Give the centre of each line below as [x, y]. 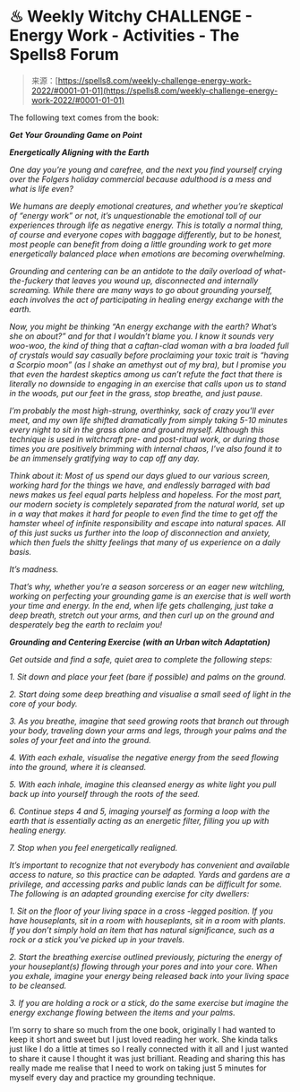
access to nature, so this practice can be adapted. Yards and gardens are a [150, 874]
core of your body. [43, 703]
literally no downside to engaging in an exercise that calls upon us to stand [148, 384]
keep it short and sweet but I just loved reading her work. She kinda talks [144, 1039]
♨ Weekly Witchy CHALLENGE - [131, 17]
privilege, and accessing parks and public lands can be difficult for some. [146, 884]
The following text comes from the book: [84, 117]
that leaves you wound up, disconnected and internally [157, 281]
